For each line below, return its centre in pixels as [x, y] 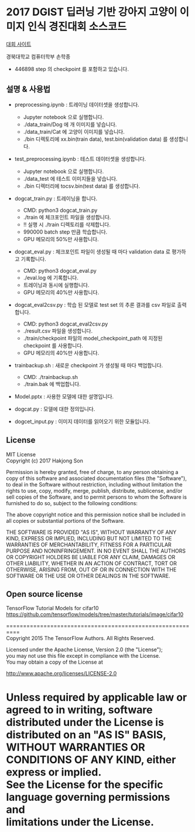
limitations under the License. [80, 822]
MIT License [21, 454]
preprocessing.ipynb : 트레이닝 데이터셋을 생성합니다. [77, 104]
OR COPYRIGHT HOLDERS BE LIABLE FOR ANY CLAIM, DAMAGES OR [91, 557]
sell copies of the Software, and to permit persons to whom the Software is [97, 497]
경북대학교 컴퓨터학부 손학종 [38, 56]
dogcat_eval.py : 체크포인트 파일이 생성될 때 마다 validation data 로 [93, 251]
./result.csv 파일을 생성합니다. [58, 331]
